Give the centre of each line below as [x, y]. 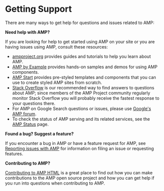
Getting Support [38, 9]
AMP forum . [24, 113]
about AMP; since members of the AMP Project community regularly [81, 93]
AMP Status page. [30, 124]
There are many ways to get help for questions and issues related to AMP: [80, 23]
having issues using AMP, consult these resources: [57, 47]
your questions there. [34, 103]
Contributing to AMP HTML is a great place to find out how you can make [79, 172]
